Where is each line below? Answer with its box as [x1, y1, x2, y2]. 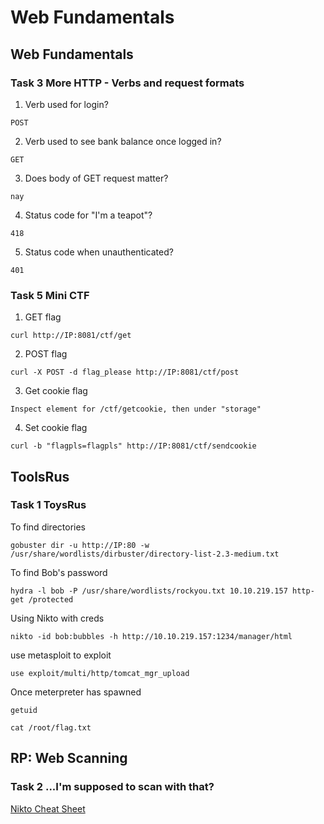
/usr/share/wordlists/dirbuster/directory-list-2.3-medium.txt [10, 549, 280, 559]
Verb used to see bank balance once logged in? [24, 135, 222, 147]
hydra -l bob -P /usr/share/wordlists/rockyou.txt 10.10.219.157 [10, 586, 288, 596]
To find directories [10, 521, 86, 533]
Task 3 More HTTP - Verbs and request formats [10, 76, 245, 90]
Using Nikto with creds [10, 612, 105, 624]
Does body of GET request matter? [24, 172, 169, 184]
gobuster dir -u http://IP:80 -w [10, 540, 150, 550]
